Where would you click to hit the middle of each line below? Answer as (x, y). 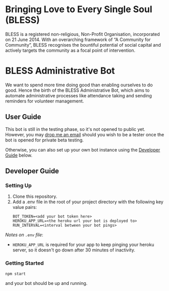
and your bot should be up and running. (46, 283)
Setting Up (18, 185)
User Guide (23, 117)
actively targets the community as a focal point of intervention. (70, 50)
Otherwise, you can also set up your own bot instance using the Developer (83, 150)
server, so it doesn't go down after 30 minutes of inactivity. (74, 250)
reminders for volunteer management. (45, 101)
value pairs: (24, 207)
